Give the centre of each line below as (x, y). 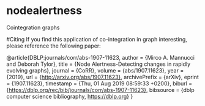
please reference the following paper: (54, 46)
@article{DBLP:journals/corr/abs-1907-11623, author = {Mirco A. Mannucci (100, 57)
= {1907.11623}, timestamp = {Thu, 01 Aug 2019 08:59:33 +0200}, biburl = (99, 83)
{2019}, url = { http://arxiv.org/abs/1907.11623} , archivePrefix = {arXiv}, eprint (102, 77)
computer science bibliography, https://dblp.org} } (70, 96)
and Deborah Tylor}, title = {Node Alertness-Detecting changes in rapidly (99, 64)
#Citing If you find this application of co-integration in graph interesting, (97, 39)
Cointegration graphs (33, 27)
